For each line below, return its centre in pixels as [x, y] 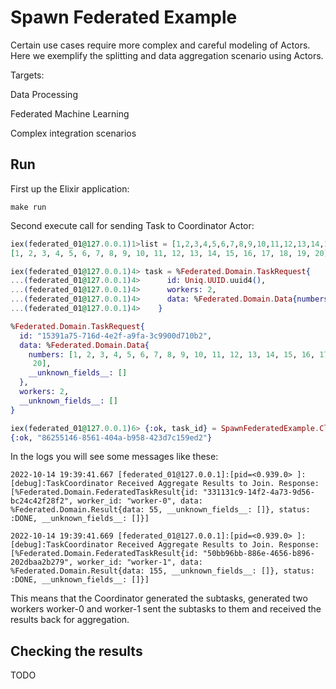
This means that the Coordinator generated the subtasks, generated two [159, 598]
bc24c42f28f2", [42, 501]
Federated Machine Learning [70, 113]
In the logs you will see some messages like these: [114, 457]
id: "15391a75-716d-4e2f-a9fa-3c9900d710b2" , [116, 336]
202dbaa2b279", [42, 562]
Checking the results [76, 651]
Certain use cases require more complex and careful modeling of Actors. [160, 45]
